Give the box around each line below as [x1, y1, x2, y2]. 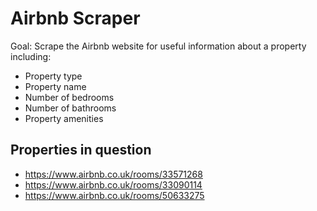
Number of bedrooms [24, 91, 115, 103]
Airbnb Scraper [10, 7, 141, 30]
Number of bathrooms [24, 102, 117, 114]
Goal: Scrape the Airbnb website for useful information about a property [10, 40, 307, 52]
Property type [24, 70, 83, 82]
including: [10, 50, 52, 62]
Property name [24, 80, 87, 92]
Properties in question [10, 142, 152, 159]
